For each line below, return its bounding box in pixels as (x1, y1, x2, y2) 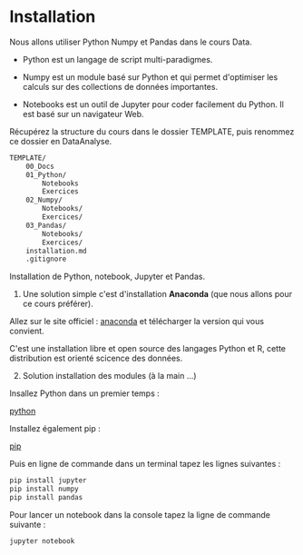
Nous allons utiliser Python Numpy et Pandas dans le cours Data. (9, 36, 252, 47)
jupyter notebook (9, 536, 75, 546)
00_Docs (25, 162, 54, 171)
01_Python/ (25, 170, 67, 179)
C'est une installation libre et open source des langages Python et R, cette (9, 343, 287, 354)
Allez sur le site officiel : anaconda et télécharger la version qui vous (9, 316, 265, 327)
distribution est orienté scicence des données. (9, 352, 183, 364)
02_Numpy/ (25, 195, 64, 205)
